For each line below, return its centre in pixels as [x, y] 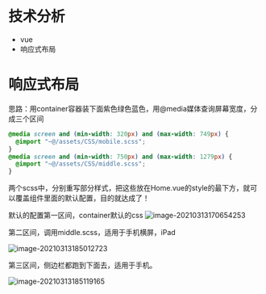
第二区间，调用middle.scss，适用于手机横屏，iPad [92, 233]
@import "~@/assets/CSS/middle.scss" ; [81, 164]
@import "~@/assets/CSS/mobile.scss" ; [81, 141]
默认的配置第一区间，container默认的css [76, 216]
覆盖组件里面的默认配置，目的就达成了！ [82, 198]
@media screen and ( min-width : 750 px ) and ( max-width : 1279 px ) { [121, 157]
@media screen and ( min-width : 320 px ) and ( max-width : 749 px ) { [118, 134]
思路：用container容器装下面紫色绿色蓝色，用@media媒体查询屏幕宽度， [130, 108]
